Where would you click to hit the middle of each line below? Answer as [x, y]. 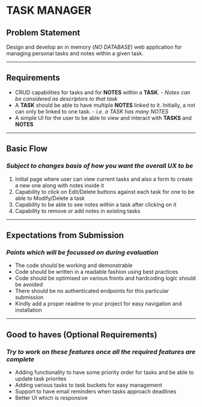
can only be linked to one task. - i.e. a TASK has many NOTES [92, 111]
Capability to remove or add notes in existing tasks [78, 211]
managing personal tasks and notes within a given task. [75, 53]
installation [28, 310]
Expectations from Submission [65, 235]
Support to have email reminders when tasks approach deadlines [96, 391]
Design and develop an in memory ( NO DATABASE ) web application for [94, 47]
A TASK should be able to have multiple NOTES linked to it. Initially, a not [105, 105]
